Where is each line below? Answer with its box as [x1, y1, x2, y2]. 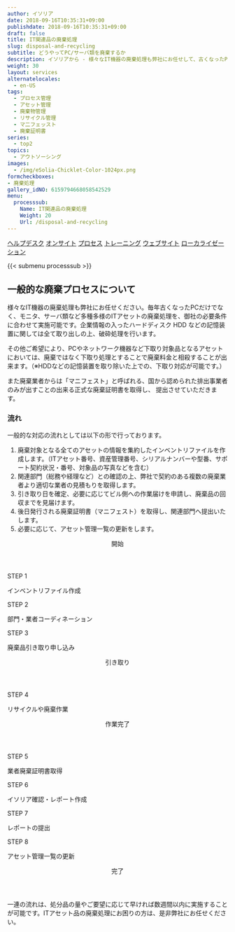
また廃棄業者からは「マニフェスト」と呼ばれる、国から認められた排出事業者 [7, 377, 228, 385]
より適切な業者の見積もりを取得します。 [23, 480, 140, 489]
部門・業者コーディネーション [7, 614, 93, 623]
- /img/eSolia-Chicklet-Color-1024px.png [13, 166, 136, 174]
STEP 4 [7, 690, 29, 699]
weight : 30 [7, 62, 39, 69]
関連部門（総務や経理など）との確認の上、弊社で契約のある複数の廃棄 [17, 472, 220, 480]
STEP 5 [7, 752, 29, 760]
